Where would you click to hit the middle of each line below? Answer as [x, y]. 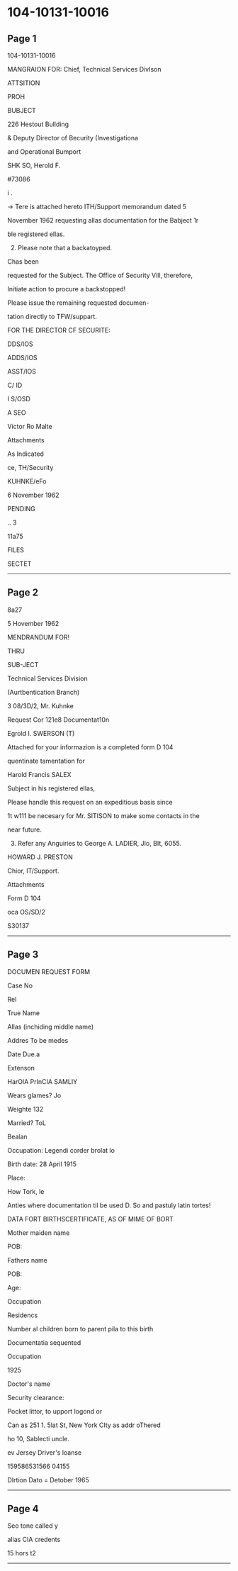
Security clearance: [36, 1397]
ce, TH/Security [30, 468]
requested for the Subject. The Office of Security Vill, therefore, [100, 275]
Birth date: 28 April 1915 [42, 1164]
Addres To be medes [38, 1040]
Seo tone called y [33, 1526]
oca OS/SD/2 [27, 912]
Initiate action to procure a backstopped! [67, 289]
